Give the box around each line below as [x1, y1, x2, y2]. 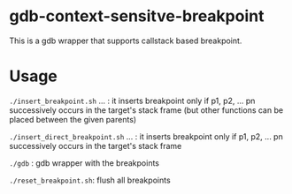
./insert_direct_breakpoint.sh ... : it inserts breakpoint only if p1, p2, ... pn [9, 131, 283, 142]
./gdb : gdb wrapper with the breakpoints [9, 157, 159, 168]
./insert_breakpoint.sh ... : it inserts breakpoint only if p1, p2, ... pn [9, 95, 256, 106]
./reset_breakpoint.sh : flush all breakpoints [9, 175, 171, 185]
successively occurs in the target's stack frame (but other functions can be [9, 104, 284, 116]
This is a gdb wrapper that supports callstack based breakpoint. [9, 35, 242, 46]
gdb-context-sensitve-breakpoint [9, 6, 265, 26]
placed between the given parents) [9, 114, 137, 124]
